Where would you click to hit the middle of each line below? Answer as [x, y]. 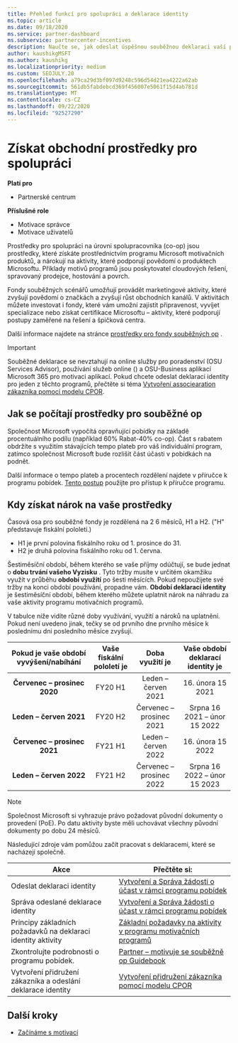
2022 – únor [205, 776]
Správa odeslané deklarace [56, 902]
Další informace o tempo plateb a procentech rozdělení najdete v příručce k [118, 475]
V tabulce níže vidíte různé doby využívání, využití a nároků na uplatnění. [114, 616]
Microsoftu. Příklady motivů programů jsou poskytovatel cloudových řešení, [118, 268]
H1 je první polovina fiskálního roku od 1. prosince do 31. [100, 543]
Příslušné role [28, 210]
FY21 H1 [110, 746]
